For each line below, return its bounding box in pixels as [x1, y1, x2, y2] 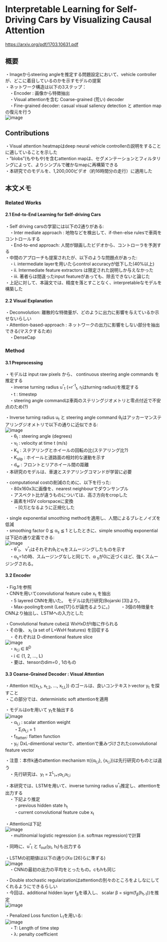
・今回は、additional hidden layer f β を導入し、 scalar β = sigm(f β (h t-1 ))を [5, 889, 155, 896]
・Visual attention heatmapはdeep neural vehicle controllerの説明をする [5, 143, 153, 149]
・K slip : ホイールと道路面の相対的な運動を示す [9, 454, 106, 461]
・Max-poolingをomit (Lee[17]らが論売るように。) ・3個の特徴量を [9, 604, 155, 610]
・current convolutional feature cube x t [13, 809, 95, 816]
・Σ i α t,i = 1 [13, 726, 36, 733]
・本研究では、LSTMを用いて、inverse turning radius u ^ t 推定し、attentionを [5, 782, 161, 790]
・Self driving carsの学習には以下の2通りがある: [5, 224, 104, 230]
